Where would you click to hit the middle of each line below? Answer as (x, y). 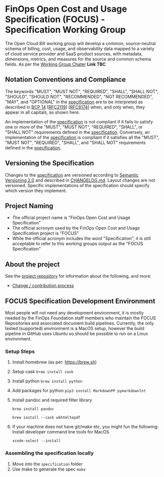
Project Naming (29, 206)
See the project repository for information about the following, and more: (78, 276)
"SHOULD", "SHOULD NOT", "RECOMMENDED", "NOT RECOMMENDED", (79, 96)
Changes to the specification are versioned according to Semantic (72, 175)
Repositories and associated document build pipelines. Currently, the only (80, 323)
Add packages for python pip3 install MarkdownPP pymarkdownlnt (79, 391)
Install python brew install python (47, 381)
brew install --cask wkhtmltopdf (46, 418)
